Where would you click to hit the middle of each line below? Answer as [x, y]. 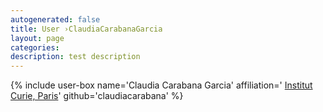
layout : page [37, 38]
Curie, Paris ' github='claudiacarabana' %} [97, 96]
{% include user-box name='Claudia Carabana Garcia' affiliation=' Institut [161, 85]
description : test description [75, 57]
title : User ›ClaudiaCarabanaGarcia [86, 29]
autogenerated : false [55, 19]
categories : [35, 47]
